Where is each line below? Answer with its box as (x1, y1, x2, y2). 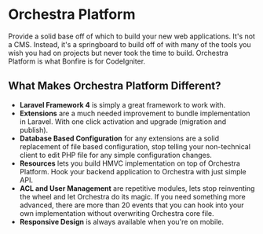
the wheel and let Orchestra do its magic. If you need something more (19, 192, 246, 201)
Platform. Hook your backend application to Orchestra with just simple (19, 166, 247, 176)
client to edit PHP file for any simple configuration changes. (19, 150, 212, 159)
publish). (19, 125, 49, 134)
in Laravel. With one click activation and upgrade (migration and (19, 116, 227, 126)
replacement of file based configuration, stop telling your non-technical (19, 141, 251, 151)
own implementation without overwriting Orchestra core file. (19, 208, 214, 218)
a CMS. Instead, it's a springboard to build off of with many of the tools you (8, 39, 251, 49)
